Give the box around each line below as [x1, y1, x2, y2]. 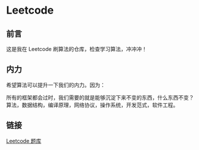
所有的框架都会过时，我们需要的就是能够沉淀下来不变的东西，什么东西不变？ [6, 94, 194, 101]
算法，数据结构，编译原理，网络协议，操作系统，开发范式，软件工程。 [6, 101, 179, 108]
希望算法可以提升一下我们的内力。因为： [6, 81, 105, 88]
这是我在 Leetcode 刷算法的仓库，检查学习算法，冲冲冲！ [6, 46, 147, 52]
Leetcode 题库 [6, 137, 42, 144]
